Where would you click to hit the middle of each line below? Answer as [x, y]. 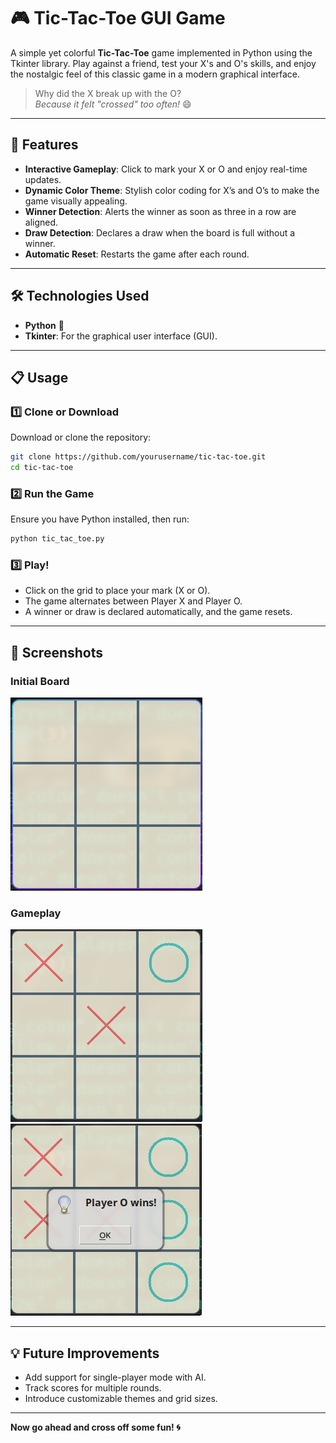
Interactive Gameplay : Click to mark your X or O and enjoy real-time [166, 169]
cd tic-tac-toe [42, 468]
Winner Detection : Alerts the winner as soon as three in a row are [160, 211]
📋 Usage [39, 377]
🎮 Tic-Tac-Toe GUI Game [118, 18]
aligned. [41, 222]
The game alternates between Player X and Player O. [133, 601]
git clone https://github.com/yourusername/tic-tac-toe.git [138, 457]
